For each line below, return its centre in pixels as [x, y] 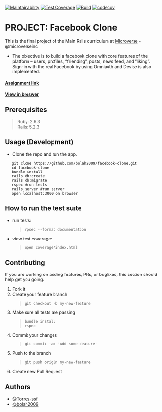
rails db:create [28, 176]
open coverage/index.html [51, 247]
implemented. [26, 71]
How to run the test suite [43, 209]
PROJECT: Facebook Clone [61, 28]
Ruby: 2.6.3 [28, 121]
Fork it [19, 289]
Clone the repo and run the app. [44, 154]
